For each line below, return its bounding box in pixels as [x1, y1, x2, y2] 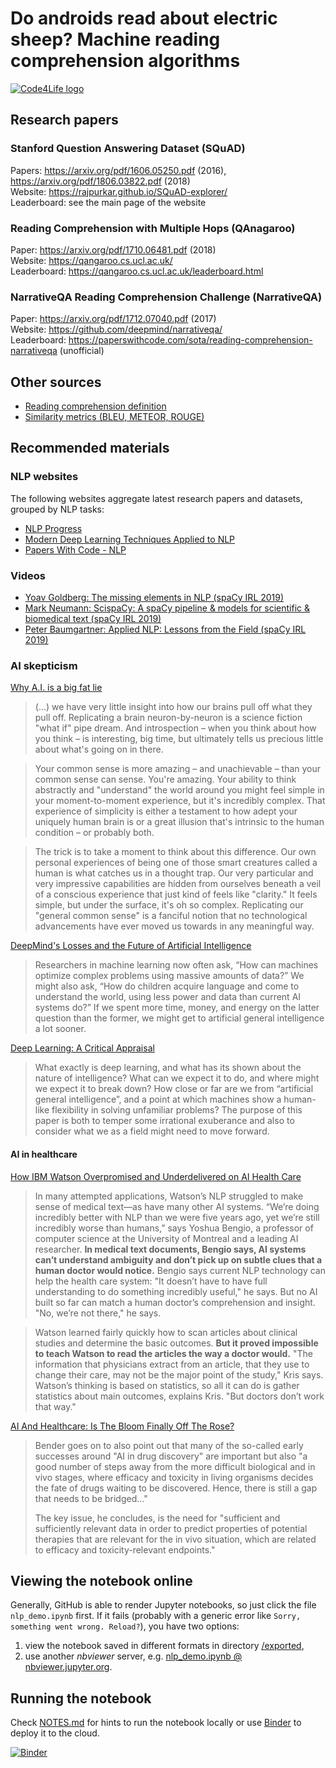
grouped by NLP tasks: [10, 503, 105, 515]
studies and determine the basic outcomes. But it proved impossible [34, 1337, 319, 1349]
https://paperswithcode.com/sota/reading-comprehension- [68, 334, 313, 346]
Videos [10, 568, 46, 582]
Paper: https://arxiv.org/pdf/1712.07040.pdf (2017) [10, 313, 217, 325]
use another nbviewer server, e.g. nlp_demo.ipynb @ [24, 1650, 243, 1662]
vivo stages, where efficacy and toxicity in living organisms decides [34, 1471, 314, 1483]
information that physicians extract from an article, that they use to [34, 1358, 310, 1370]
